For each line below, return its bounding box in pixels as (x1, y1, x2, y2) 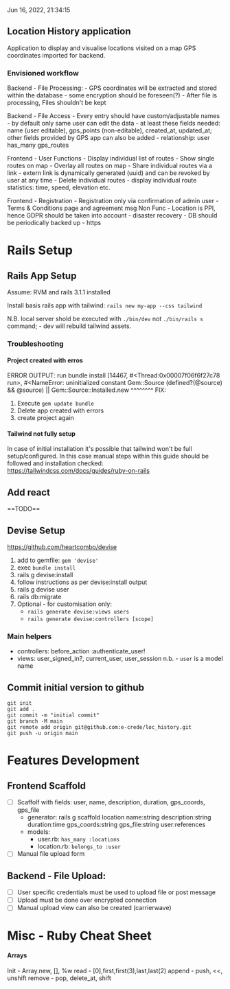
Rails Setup (7, 243, 73, 258)
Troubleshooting (7, 339, 64, 349)
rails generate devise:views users (27, 609, 129, 616)
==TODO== (7, 504, 41, 513)
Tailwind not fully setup (7, 429, 76, 438)
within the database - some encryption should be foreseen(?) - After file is (7, 91, 218, 100)
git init (7, 700, 32, 707)
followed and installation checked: (7, 459, 104, 467)
